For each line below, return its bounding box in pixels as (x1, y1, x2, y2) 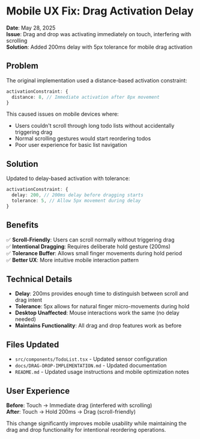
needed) (14, 316, 36, 323)
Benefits (6, 220, 39, 230)
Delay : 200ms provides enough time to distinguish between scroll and (14, 290, 189, 297)
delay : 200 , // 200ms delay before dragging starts (11, 192, 144, 198)
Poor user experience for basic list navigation (14, 142, 127, 149)
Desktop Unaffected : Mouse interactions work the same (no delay (14, 309, 180, 317)
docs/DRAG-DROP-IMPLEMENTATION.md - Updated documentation (14, 362, 167, 369)
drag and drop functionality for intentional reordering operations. (6, 426, 166, 433)
